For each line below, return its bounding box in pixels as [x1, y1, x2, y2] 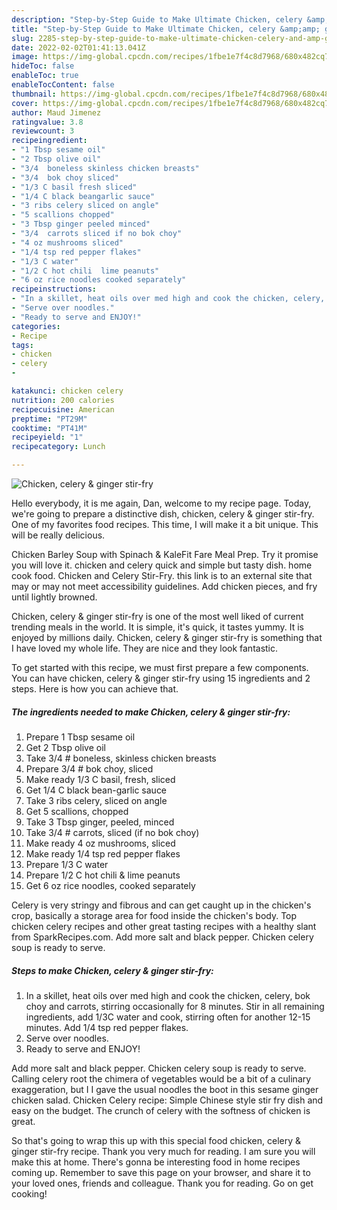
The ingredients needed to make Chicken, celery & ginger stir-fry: [11, 706, 291, 718]
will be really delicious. [11, 529, 106, 541]
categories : [11, 321, 61, 331]
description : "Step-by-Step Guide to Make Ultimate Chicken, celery [11, 14, 303, 25]
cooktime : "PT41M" [11, 423, 88, 433]
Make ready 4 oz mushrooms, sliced [25, 837, 176, 849]
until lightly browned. [11, 591, 98, 603]
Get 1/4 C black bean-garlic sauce [25, 784, 168, 796]
